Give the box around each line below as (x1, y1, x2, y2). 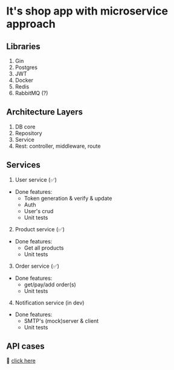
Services (6, 160, 41, 170)
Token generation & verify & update (24, 194, 112, 202)
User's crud (24, 207, 54, 214)
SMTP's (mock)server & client (24, 317, 99, 325)
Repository (14, 129, 42, 137)
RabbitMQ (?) (14, 90, 48, 96)
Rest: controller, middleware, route (14, 142, 101, 150)
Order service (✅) (14, 262, 59, 269)
